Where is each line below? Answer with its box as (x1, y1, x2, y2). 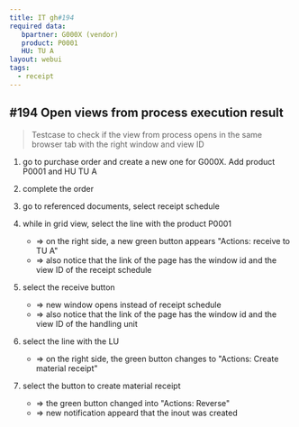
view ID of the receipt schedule (35, 264, 152, 275)
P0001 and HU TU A (22, 166, 97, 177)
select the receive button (22, 281, 115, 293)
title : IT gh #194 (9, 13, 75, 23)
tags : (9, 64, 30, 73)
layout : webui (9, 55, 63, 64)
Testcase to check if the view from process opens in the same (31, 129, 263, 140)
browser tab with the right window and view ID (31, 139, 204, 150)
